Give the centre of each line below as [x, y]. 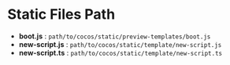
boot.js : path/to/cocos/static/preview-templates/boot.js [115, 36]
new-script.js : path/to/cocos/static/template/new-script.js [120, 44]
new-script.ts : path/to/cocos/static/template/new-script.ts [120, 52]
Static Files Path [61, 14]
